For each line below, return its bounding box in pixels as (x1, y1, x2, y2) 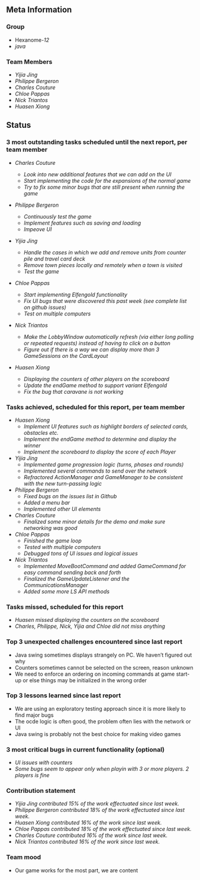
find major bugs (14, 711, 54, 719)
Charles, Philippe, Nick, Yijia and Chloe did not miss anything (14, 623, 165, 630)
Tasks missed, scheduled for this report (6, 603, 124, 611)
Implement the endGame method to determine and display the (23, 436, 177, 443)
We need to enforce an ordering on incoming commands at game (14, 670, 175, 677)
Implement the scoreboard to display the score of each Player (23, 448, 176, 455)
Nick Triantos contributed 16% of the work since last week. (14, 838, 160, 845)
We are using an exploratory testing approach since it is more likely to (14, 705, 186, 712)
